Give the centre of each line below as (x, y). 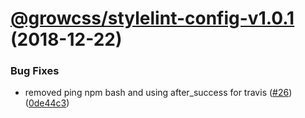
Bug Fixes (35, 71)
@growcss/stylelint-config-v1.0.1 (152, 18)
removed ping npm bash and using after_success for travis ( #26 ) (158, 93)
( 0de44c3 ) (47, 103)
